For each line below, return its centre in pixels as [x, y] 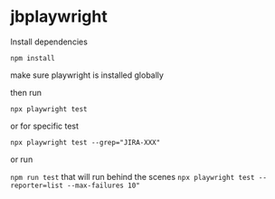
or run [22, 159]
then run [26, 92]
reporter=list [37, 185]
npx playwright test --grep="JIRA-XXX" [85, 142]
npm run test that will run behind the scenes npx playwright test [133, 176]
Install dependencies [49, 42]
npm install [33, 58]
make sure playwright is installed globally [87, 75]
